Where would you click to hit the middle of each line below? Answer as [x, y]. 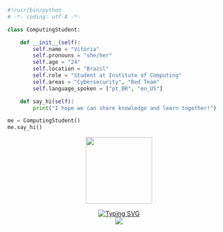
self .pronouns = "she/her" [73, 56]
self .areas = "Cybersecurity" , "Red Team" [96, 82]
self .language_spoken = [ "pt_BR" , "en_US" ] [98, 89]
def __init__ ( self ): [50, 43]
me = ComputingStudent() [44, 121]
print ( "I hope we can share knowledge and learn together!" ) [125, 108]
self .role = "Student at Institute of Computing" [107, 75]
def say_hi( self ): [47, 101]
